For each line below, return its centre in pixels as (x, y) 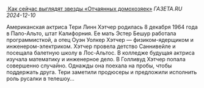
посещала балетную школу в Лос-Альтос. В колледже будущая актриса (101, 53)
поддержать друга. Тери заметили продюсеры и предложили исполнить (102, 72)
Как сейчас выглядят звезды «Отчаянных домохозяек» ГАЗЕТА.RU (95, 9)
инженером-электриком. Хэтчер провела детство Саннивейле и (91, 46)
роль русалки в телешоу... (41, 79)
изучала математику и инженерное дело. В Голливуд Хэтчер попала (96, 59)
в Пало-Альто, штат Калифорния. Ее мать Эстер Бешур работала (91, 33)
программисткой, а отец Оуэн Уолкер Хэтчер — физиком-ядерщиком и (100, 40)
